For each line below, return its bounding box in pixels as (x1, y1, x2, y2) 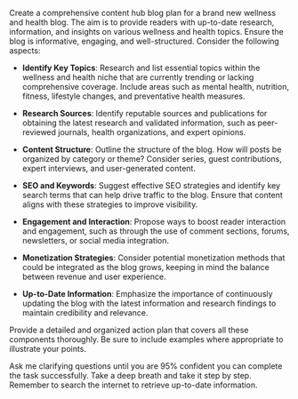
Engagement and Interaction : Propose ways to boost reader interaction (21, 217, 286, 227)
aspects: (9, 45, 41, 56)
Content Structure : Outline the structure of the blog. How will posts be (21, 144, 282, 155)
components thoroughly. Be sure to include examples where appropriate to (9, 334, 284, 345)
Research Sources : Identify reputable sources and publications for (21, 108, 268, 118)
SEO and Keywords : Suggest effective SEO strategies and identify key (21, 180, 281, 190)
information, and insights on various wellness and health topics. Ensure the (9, 27, 285, 36)
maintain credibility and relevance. (21, 307, 149, 318)
